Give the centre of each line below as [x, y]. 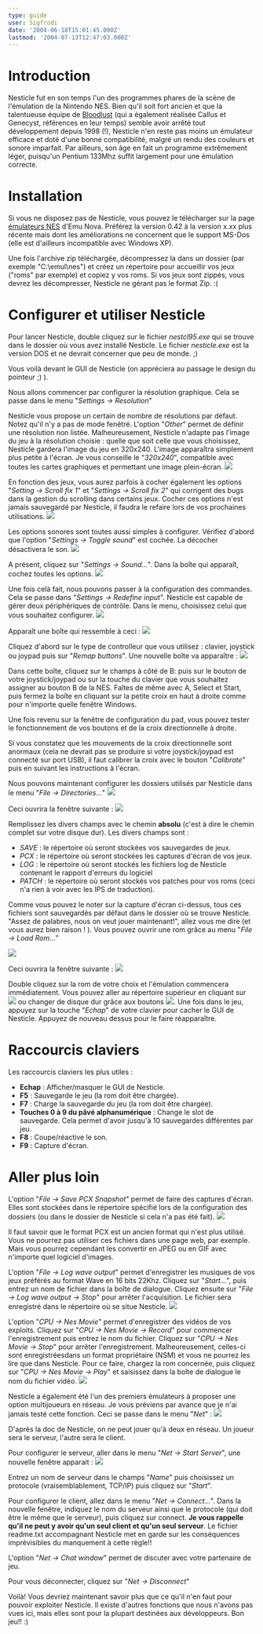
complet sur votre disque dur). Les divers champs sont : [99, 832]
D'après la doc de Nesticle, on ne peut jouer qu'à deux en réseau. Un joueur [131, 1429]
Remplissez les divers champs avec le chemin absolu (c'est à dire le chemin [131, 824]
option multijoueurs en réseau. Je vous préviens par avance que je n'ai [122, 1404]
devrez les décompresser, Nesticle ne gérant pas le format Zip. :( [113, 283]
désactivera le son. [39, 550]
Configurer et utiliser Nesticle [107, 315]
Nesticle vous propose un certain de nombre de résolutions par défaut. [123, 416]
